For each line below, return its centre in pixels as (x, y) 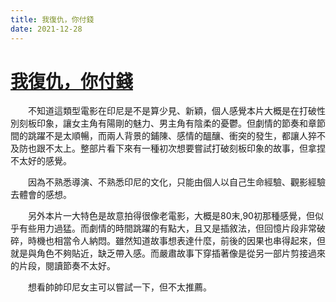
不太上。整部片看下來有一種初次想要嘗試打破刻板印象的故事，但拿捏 (185, 148)
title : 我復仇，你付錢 (52, 19)
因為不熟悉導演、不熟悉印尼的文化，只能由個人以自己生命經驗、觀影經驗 (176, 182)
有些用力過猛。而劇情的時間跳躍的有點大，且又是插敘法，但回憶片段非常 (167, 228)
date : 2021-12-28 (46, 29)
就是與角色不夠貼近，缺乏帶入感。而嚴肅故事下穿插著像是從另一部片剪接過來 (168, 253)
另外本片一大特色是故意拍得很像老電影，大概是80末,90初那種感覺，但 (171, 216)
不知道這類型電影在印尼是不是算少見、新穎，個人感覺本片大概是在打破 (172, 111)
